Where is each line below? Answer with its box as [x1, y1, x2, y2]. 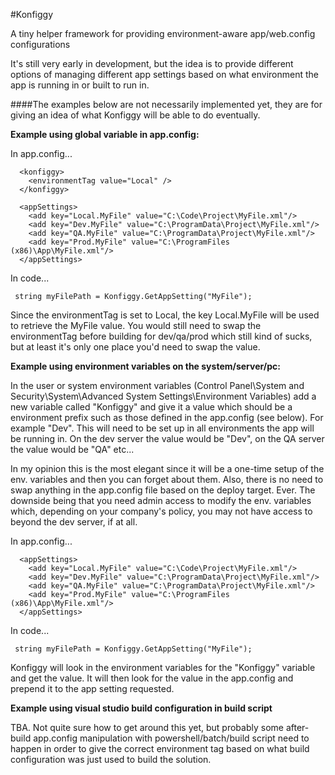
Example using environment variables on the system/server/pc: [10, 360, 281, 372]
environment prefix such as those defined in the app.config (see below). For [10, 412, 324, 423]
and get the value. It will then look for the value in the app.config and [10, 672, 294, 684]
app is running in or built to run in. [10, 79, 150, 91]
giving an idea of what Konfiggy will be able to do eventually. [10, 109, 261, 121]
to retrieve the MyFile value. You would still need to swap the [10, 320, 262, 331]
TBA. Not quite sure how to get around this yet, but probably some [10, 722, 284, 733]
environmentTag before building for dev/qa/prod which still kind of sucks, [10, 330, 313, 342]
